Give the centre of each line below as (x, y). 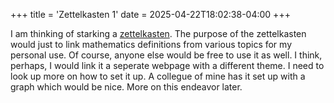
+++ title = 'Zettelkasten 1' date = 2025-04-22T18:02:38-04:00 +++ (150, 14)
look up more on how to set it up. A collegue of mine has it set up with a (158, 76)
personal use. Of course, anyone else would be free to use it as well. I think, (166, 55)
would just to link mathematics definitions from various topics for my (151, 44)
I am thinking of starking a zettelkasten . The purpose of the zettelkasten (158, 33)
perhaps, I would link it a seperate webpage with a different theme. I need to (167, 65)
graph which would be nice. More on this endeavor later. (126, 87)
